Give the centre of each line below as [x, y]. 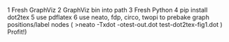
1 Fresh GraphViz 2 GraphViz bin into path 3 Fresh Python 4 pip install [107, 10]
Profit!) [17, 32]
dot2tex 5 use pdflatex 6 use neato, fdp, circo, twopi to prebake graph [109, 17]
